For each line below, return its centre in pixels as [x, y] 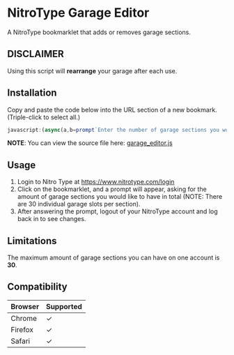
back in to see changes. [52, 219]
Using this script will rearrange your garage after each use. [92, 70]
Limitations [32, 241]
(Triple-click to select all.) [44, 117]
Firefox [22, 329]
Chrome [24, 318]
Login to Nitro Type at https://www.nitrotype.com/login [96, 182]
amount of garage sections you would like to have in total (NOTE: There [120, 197]
